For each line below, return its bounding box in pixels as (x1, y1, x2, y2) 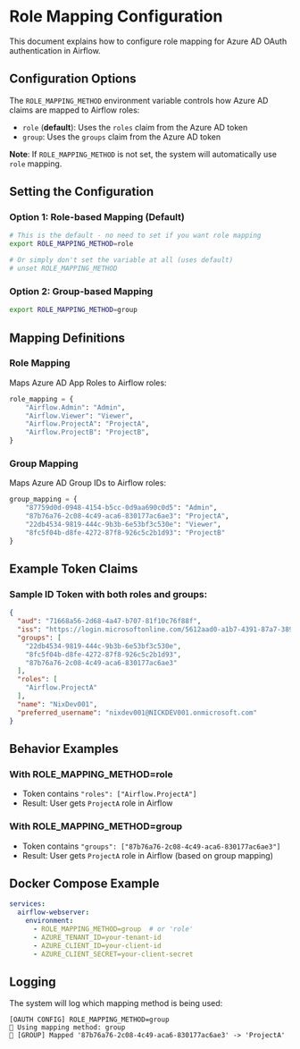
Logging (9, 974, 56, 989)
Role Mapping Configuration (9, 6, 223, 27)
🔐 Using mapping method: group (9, 1023, 126, 1032)
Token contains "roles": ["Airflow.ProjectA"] (21, 789, 197, 799)
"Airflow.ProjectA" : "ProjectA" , (25, 419, 150, 428)
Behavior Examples (9, 740, 119, 757)
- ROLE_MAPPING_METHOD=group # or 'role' (32, 924, 194, 934)
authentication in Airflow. (9, 45, 101, 55)
